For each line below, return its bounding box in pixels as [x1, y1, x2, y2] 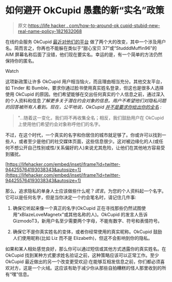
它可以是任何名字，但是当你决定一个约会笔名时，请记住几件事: [5, 194, 137, 200]
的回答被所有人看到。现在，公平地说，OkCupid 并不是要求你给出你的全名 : [5, 104, 162, 110]
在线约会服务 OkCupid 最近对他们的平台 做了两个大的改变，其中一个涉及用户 [5, 39, 166, 45]
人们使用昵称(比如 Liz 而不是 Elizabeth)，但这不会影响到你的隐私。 [12, 235, 153, 241]
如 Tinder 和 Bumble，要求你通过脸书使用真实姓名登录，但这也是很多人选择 [5, 84, 164, 91]
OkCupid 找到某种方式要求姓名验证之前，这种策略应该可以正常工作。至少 [5, 252, 159, 258]
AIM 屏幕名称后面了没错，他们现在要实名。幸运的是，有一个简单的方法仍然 [5, 51, 163, 58]
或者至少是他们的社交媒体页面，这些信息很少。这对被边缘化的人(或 [18, 138, 159, 144]
